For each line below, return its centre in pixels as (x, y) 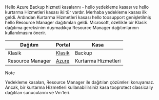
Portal (63, 45)
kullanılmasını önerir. (26, 33)
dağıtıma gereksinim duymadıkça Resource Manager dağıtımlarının (72, 28)
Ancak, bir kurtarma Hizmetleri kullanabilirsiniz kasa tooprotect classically (79, 87)
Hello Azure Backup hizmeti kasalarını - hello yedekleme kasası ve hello (77, 7)
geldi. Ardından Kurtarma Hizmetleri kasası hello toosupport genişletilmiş (78, 17)
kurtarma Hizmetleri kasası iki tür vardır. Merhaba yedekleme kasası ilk (76, 12)
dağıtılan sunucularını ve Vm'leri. (38, 92)
